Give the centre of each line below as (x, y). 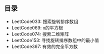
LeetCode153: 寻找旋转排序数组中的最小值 (55, 40)
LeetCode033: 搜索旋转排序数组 (45, 21)
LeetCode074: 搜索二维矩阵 (40, 34)
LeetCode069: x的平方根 (37, 27)
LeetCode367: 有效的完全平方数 (45, 46)
